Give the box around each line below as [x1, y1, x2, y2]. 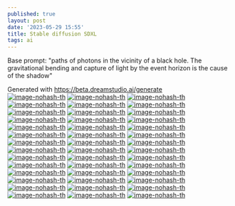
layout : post [7, 17, 46, 24]
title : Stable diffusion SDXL [7, 30, 98, 38]
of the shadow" [7, 72, 53, 80]
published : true [7, 10, 56, 18]
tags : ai [7, 37, 33, 44]
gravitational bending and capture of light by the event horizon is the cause [7, 64, 228, 72]
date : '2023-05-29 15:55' [7, 23, 84, 31]
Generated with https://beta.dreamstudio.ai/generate [7, 85, 162, 94]
